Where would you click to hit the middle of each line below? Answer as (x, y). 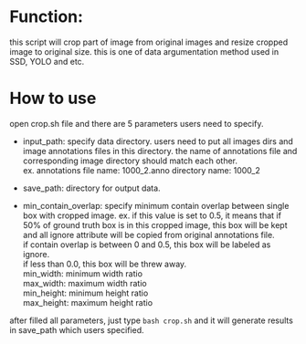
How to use (53, 99)
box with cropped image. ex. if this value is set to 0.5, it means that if (152, 215)
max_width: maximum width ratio (85, 283)
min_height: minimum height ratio (85, 293)
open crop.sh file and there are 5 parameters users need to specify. (137, 123)
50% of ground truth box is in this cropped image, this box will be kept (155, 224)
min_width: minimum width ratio (83, 273)
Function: (47, 17)
